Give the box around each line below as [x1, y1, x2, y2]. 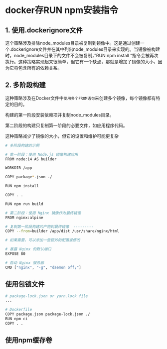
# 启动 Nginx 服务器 [5, 260, 44, 265]
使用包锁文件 [5, 280, 45, 289]
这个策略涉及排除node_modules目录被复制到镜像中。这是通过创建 [5, 40, 141, 46]
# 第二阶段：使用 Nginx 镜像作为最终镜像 [5, 210, 81, 216]
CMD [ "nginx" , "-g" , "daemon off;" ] [5, 265, 81, 270]
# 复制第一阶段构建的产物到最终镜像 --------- [5, 224, 94, 229]
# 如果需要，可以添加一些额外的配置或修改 [5, 237, 81, 243]
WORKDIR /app [5, 165, 32, 171]
